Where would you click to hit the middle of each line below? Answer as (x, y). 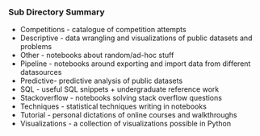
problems (36, 47)
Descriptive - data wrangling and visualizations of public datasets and (136, 38)
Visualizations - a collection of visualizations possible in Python (126, 124)
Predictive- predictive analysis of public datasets (101, 81)
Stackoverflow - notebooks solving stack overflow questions (121, 98)
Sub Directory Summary (57, 12)
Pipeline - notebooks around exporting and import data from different (135, 64)
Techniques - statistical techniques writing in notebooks (113, 106)
